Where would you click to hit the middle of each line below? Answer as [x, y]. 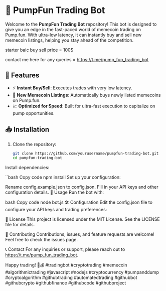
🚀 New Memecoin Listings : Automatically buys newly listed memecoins [87, 95]
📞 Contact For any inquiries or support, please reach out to [65, 249]
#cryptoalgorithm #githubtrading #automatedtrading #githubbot [71, 277]
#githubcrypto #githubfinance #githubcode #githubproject [66, 283]
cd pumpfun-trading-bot [37, 158]
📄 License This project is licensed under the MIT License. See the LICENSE [83, 219]
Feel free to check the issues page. [41, 240]
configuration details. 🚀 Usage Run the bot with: [55, 192]
